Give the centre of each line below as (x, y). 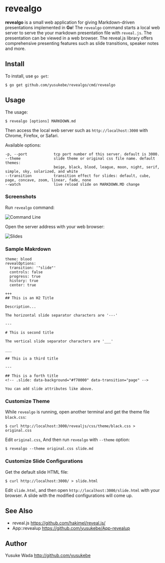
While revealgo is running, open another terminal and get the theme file (77, 412)
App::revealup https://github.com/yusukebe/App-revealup (71, 528)
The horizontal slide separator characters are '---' (62, 316)
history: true (24, 281)
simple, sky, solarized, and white (42, 171)
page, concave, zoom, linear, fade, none (48, 180)
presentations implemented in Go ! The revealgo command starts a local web (82, 27)
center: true (23, 285)
